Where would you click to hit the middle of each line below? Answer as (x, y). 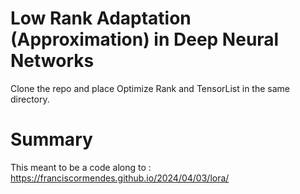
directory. (30, 99)
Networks (52, 61)
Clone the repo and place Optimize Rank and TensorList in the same (150, 88)
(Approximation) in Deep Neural (145, 39)
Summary (51, 139)
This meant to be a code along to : (81, 167)
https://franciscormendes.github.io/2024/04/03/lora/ (120, 178)
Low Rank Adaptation (101, 18)
